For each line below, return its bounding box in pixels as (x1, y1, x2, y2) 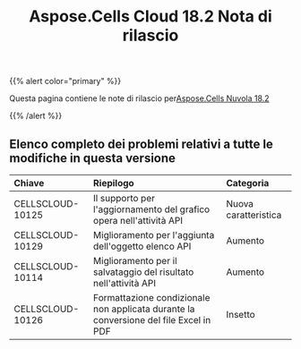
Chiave (13, 177, 45, 189)
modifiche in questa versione (9, 150, 176, 166)
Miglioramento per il (92, 255, 177, 267)
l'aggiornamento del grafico (92, 203, 211, 216)
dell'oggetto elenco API (92, 240, 192, 252)
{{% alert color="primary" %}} (9, 76, 122, 87)
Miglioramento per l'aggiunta (92, 229, 215, 241)
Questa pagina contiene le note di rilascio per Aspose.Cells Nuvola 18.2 (9, 93, 271, 104)
